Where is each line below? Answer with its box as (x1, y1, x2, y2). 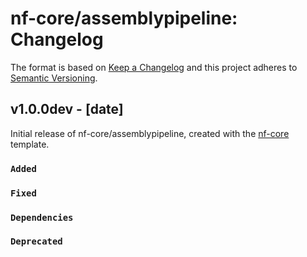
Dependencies (10, 212, 74, 223)
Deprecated (10, 236, 63, 247)
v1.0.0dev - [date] (10, 101, 124, 118)
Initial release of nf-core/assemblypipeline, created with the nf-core (10, 127, 290, 139)
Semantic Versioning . (10, 72, 98, 84)
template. (10, 138, 50, 150)
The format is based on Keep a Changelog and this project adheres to (10, 61, 298, 73)
